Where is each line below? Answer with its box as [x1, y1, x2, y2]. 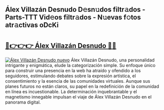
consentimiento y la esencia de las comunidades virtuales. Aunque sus [5, 78, 151, 84]
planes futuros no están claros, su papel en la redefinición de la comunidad [5, 83, 160, 89]
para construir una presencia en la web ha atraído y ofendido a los [5, 68, 141, 73]
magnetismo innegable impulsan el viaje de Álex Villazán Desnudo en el [5, 94, 152, 100]
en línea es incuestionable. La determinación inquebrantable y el [5, 89, 137, 95]
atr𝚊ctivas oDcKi [5, 21, 59, 29]
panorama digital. [5, 99, 41, 105]
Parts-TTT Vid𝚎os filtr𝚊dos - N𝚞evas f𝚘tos [5, 13, 141, 22]
